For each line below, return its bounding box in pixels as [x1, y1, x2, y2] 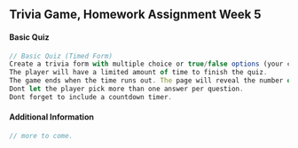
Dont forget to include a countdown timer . [9, 92, 173, 101]
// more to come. [9, 132, 74, 141]
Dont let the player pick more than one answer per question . [9, 84, 244, 94]
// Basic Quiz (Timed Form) [9, 51, 114, 60]
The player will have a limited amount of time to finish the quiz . [9, 68, 268, 77]
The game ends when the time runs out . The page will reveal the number [9, 76, 284, 85]
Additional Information [9, 112, 95, 122]
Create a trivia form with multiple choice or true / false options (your [9, 59, 284, 69]
